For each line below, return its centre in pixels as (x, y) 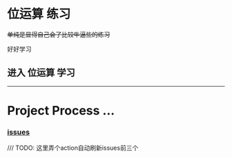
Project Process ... (61, 110)
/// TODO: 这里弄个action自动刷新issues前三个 (73, 148)
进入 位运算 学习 (41, 73)
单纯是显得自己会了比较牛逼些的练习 (59, 34)
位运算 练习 (39, 14)
